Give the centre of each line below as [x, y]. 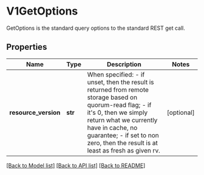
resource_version [35, 112]
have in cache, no [112, 128]
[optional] [181, 112]
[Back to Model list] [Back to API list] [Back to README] [76, 165]
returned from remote [118, 89]
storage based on [112, 97]
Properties [27, 47]
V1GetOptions [42, 11]
